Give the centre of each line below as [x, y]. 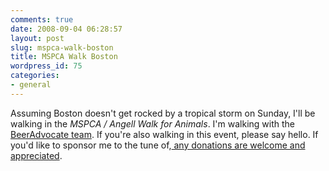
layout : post [37, 38]
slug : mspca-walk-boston [62, 47]
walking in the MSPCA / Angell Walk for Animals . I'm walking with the [152, 123]
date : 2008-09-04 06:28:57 [66, 29]
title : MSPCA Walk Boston [64, 57]
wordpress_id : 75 [46, 66]
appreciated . [36, 155]
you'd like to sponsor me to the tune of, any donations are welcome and [158, 145]
